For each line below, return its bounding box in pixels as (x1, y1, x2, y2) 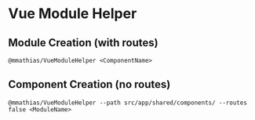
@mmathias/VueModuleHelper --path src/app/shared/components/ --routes (8, 99, 247, 107)
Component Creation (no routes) (8, 78, 171, 91)
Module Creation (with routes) (8, 36, 158, 49)
